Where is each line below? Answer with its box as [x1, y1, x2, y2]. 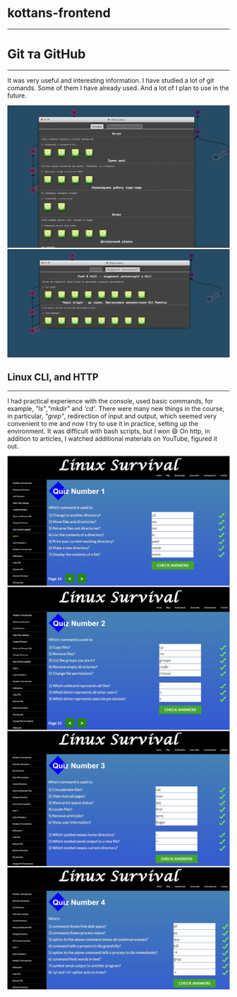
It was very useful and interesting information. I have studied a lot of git [7, 76, 214, 84]
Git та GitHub [7, 46, 86, 62]
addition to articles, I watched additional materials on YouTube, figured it [7, 434, 217, 443]
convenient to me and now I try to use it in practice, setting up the [7, 419, 199, 427]
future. [7, 91, 27, 100]
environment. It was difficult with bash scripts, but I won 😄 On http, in [7, 427, 210, 435]
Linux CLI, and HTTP [7, 371, 99, 384]
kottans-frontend [7, 5, 111, 21]
